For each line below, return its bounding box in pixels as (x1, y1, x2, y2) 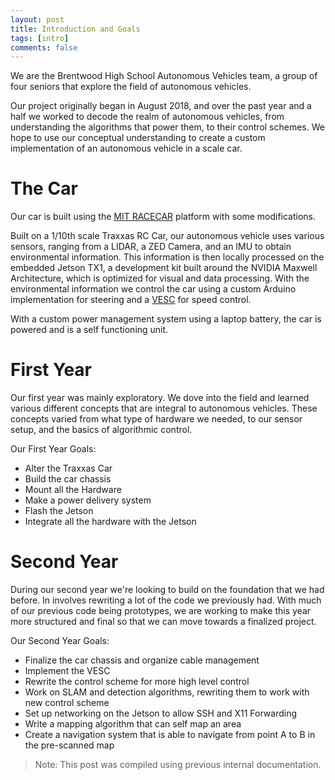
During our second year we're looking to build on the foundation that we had (10, 584, 325, 596)
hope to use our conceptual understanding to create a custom (10, 132, 266, 144)
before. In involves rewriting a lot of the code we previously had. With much (10, 594, 322, 606)
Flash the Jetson (24, 505, 94, 517)
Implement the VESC (24, 665, 111, 677)
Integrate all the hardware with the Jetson (24, 516, 197, 528)
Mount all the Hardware (24, 484, 122, 496)
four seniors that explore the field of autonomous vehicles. (10, 81, 252, 93)
